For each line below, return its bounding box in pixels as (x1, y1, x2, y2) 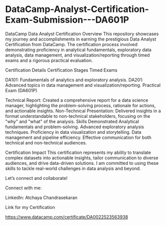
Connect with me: (5, 184, 42, 191)
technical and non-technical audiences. (5, 139, 87, 146)
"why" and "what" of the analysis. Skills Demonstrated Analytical (5, 118, 139, 124)
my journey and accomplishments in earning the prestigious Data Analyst (5, 36, 156, 42)
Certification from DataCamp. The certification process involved (5, 41, 138, 47)
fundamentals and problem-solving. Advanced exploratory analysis (5, 124, 144, 130)
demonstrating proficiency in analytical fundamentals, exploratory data (5, 47, 152, 53)
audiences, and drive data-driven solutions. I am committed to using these (5, 160, 159, 166)
